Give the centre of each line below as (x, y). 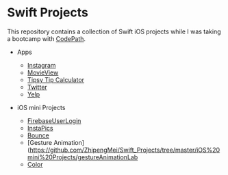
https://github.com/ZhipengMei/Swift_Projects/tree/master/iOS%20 (125, 150)
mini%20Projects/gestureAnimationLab (83, 157)
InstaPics (40, 128)
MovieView (43, 72)
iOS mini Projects (41, 107)
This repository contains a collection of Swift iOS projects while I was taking (114, 31)
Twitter (37, 87)
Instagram (41, 65)
